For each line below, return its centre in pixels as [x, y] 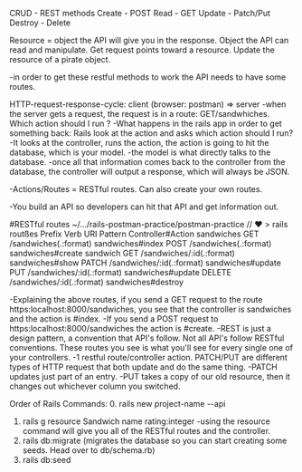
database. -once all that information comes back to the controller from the [147, 162]
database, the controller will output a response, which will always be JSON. [150, 172]
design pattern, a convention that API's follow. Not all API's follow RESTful [147, 338]
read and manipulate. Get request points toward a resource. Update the [142, 50]
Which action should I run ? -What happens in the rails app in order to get [146, 123]
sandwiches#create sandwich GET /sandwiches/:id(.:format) [122, 253]
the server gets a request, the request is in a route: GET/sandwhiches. [140, 114]
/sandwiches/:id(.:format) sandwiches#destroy [96, 282]
